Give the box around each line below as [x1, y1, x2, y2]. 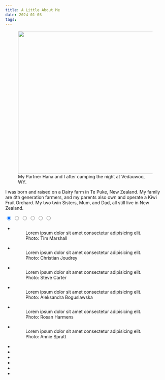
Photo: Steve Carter [25, 275, 67, 281]
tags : [5, 17, 17, 22]
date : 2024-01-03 [5, 12, 42, 17]
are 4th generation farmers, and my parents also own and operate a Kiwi [5, 194, 157, 201]
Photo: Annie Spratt [25, 334, 67, 340]
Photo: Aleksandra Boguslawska [25, 294, 93, 300]
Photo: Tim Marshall [25, 235, 68, 241]
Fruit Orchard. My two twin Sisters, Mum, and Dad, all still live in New [5, 200, 150, 206]
